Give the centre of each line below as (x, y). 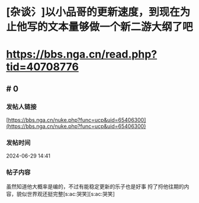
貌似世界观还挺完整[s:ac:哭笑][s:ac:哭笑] (66, 194)
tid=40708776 (42, 67)
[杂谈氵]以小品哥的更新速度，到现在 (93, 12)
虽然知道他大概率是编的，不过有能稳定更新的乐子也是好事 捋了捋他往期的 (95, 186)
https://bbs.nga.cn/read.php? (82, 54)
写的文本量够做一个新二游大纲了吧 (110, 27)
